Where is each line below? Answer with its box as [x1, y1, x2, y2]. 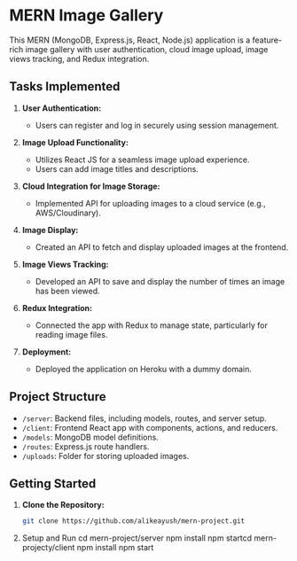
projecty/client [21, 542, 75, 553]
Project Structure [9, 389, 106, 404]
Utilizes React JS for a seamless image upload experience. [35, 154, 250, 165]
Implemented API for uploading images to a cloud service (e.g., [35, 198, 266, 208]
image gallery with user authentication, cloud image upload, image [25, 43, 269, 54]
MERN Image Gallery [9, 5, 164, 26]
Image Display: [21, 224, 79, 235]
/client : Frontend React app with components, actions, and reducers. [21, 422, 278, 432]
